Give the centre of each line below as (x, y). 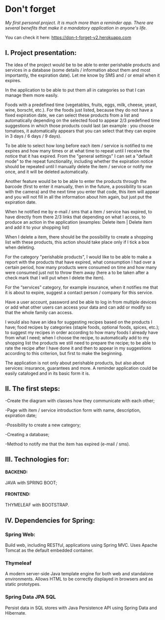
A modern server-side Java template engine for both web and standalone (79, 574)
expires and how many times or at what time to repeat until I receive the (77, 150)
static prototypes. (23, 584)
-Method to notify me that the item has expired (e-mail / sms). (68, 444)
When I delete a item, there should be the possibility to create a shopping (79, 236)
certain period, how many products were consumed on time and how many (81, 267)
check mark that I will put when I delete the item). (55, 278)
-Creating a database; (27, 434)
